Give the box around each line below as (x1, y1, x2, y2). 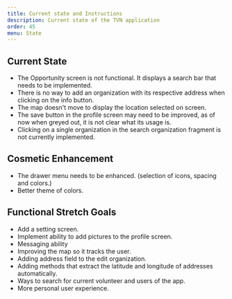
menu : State (7, 29, 42, 37)
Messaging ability (17, 239, 68, 248)
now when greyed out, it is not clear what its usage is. (17, 118, 172, 127)
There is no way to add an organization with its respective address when (17, 88, 226, 97)
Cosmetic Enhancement (7, 153, 114, 165)
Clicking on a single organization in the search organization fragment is (17, 126, 221, 134)
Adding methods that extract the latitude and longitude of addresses (17, 261, 213, 270)
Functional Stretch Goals (7, 207, 117, 218)
